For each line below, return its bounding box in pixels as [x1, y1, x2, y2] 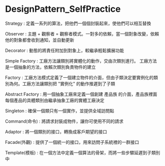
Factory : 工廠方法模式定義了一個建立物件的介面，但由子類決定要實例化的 [5, 74, 154, 80]
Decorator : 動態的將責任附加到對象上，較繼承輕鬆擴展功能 [5, 47, 124, 53]
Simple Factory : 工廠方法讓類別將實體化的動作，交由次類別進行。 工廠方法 [5, 58, 157, 64]
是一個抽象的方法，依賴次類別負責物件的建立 [5, 64, 96, 70]
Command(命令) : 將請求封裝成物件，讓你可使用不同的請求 [5, 118, 124, 124]
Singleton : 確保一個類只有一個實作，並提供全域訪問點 [5, 107, 114, 114]
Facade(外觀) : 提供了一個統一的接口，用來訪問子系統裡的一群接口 [5, 139, 139, 145]
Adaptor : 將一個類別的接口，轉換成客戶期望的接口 [5, 129, 107, 134]
